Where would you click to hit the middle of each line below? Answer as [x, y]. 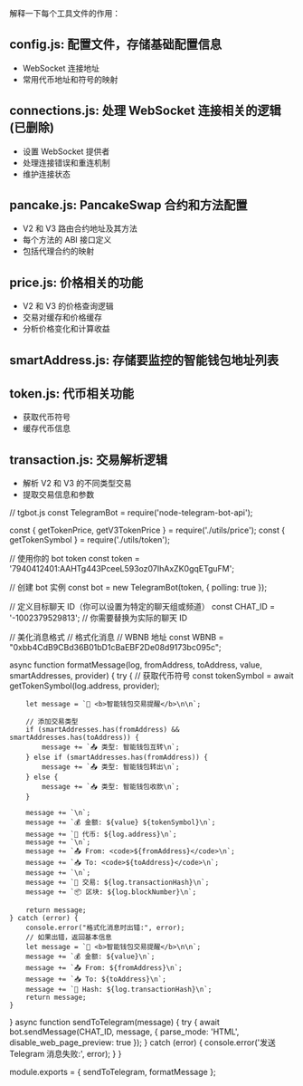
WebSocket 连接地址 [61, 68]
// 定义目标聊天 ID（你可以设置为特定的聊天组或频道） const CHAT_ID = [142, 607]
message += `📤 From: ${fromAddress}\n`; [104, 968]
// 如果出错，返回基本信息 [69, 937]
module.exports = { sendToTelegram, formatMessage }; [113, 1072]
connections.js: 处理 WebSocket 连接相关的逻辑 [146, 111]
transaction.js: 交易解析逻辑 [89, 460]
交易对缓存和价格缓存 [62, 317]
